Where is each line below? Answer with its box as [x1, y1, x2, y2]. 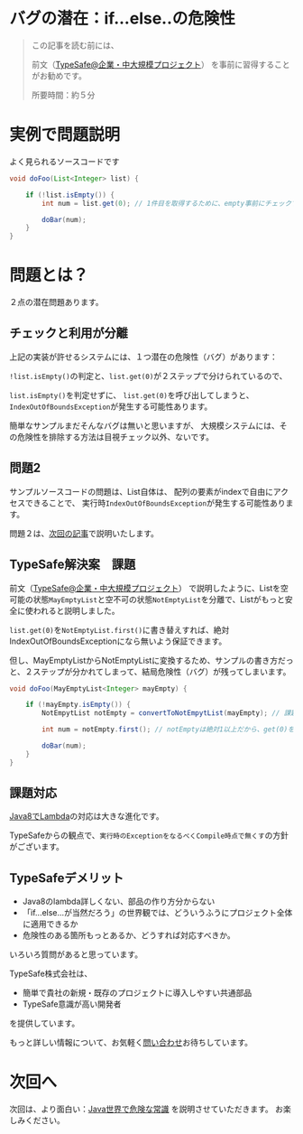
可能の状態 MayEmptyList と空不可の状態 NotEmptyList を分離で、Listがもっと [9, 593, 286, 605]
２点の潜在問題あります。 [9, 297, 104, 308]
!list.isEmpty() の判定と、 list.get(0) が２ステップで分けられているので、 [9, 370, 288, 381]
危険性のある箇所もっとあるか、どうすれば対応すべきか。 [22, 930, 236, 941]
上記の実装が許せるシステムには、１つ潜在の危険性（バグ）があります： [9, 351, 278, 362]
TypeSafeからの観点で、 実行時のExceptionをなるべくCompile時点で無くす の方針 [9, 830, 289, 841]
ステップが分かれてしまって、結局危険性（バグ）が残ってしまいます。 [32, 665, 291, 677]
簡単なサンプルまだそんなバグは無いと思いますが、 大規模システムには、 [9, 420, 280, 431]
